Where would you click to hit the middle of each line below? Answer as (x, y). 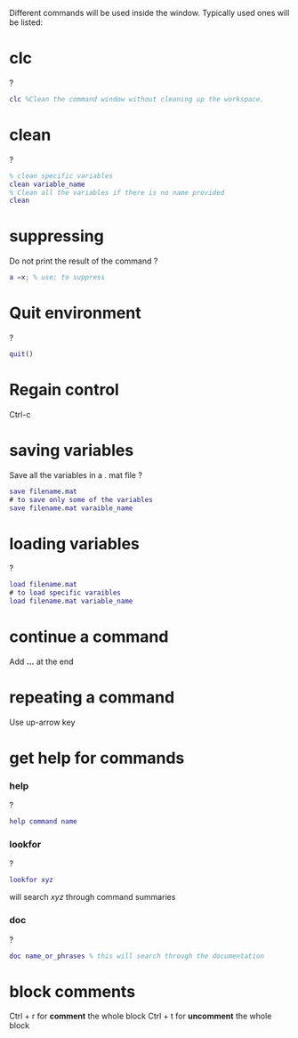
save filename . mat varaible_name (71, 508)
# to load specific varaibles (65, 593)
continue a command (89, 637)
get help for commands (97, 758)
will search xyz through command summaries (93, 897)
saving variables (72, 450)
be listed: (26, 22)
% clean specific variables (61, 176)
